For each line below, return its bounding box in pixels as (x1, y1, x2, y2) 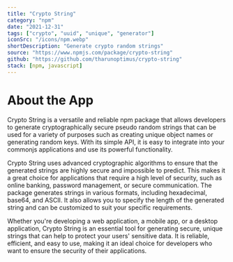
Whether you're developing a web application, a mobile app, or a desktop (7, 217, 218, 225)
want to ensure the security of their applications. (7, 246, 147, 255)
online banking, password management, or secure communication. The (7, 181, 212, 189)
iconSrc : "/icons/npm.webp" (7, 36, 89, 43)
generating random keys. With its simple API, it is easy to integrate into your (7, 138, 225, 146)
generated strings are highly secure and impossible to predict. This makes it (7, 166, 225, 175)
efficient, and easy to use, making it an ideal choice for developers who (7, 239, 213, 247)
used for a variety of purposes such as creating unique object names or (7, 130, 214, 138)
